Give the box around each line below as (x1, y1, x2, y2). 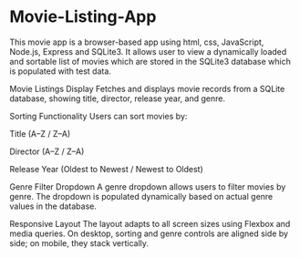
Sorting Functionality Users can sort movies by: (9, 110, 188, 121)
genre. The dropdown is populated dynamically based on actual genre (9, 191, 274, 201)
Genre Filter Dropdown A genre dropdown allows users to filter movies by (9, 181, 286, 192)
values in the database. (9, 201, 98, 212)
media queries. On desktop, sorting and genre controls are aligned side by (9, 228, 289, 239)
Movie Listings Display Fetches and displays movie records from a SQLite (9, 83, 285, 94)
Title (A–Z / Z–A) (9, 128, 71, 139)
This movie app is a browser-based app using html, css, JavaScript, (9, 36, 264, 47)
